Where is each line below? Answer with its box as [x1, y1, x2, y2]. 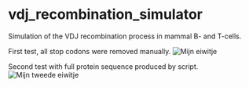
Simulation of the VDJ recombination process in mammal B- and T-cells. [8, 31, 242, 41]
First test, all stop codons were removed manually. [8, 46, 171, 56]
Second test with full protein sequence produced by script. [8, 61, 199, 71]
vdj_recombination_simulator [8, 5, 203, 24]
